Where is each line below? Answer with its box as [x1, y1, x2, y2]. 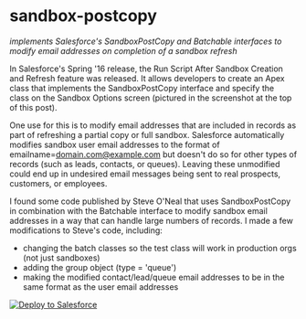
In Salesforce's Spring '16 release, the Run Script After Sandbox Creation [9, 63, 283, 74]
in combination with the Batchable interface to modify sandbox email [9, 205, 268, 216]
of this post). [9, 101, 58, 112]
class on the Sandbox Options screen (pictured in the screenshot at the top [9, 92, 292, 103]
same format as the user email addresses [22, 281, 179, 292]
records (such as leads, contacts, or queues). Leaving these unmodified [9, 158, 280, 169]
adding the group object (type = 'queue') [22, 261, 177, 272]
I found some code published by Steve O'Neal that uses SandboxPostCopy [9, 196, 291, 207]
